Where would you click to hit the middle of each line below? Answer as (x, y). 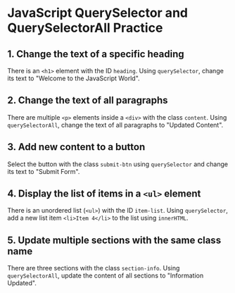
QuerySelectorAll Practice (85, 28)
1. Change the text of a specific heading (96, 54)
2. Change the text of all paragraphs (88, 100)
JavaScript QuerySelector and (98, 13)
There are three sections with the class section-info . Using (94, 268)
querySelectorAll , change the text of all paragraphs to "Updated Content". (115, 125)
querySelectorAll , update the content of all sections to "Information (106, 275)
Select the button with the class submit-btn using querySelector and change (118, 164)
